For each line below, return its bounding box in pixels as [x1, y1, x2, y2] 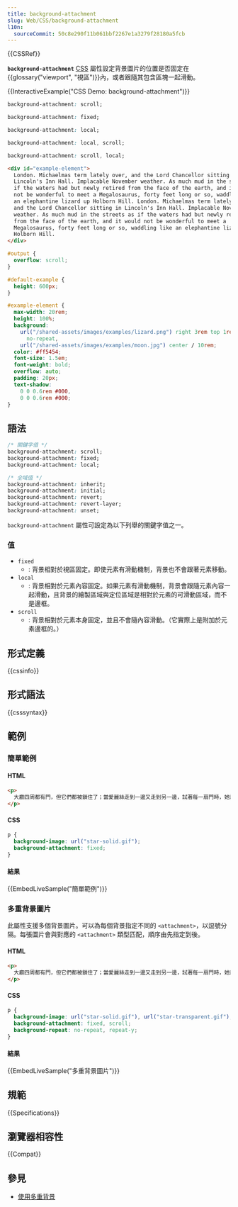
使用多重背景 [17, 1192, 55, 1201]
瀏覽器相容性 [7, 1131, 64, 1143]
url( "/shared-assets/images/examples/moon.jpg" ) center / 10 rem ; [20, 342, 217, 349]
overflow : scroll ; [13, 257, 69, 264]
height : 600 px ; [13, 283, 59, 290]
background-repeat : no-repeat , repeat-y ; [13, 1026, 138, 1033]
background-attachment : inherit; [7, 481, 106, 488]
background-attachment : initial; [7, 487, 106, 495]
